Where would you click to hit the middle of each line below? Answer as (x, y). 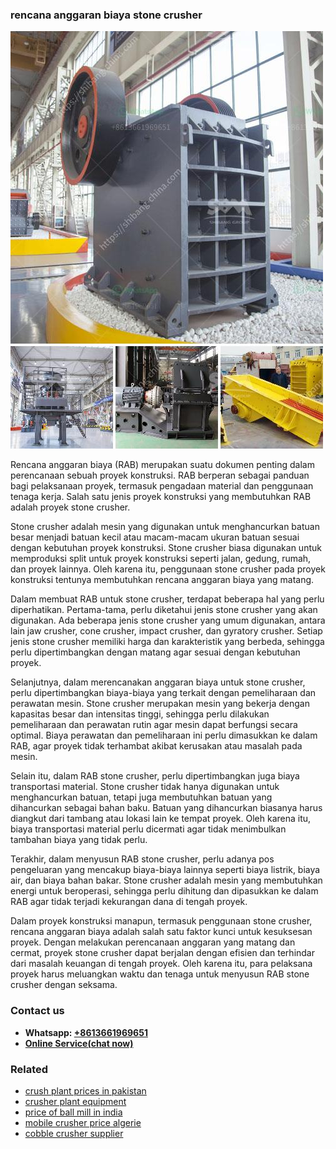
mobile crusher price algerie (83, 1122)
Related (29, 1069)
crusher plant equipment (75, 1101)
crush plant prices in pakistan (85, 1090)
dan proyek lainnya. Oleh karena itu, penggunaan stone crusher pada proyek (168, 569)
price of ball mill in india (73, 1112)
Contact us (37, 1011)
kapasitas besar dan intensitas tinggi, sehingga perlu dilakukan (140, 714)
